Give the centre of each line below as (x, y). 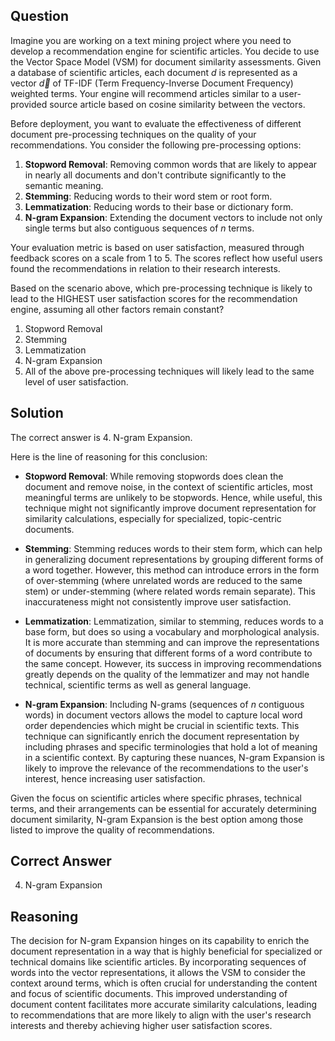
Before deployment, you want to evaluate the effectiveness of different (156, 123)
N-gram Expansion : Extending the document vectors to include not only (173, 217)
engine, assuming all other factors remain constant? (117, 309)
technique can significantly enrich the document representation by (162, 736)
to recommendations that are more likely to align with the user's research (161, 1015)
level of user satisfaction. (76, 381)
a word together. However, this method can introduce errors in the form (172, 570)
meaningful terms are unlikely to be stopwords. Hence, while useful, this (173, 497)
